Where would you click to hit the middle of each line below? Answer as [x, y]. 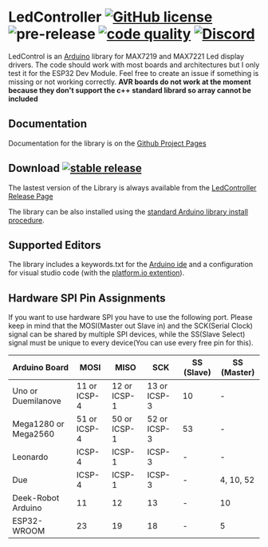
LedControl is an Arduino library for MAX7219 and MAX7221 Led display [126, 56]
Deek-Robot [36, 498]
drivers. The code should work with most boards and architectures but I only [134, 65]
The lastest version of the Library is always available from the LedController [132, 187]
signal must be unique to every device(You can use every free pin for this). [131, 343]
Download [34, 168]
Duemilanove [37, 401]
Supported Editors [55, 245]
